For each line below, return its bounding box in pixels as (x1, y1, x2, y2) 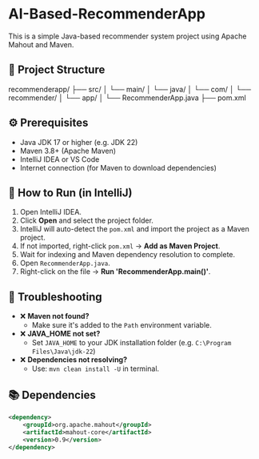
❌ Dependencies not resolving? (19, 355, 128, 364)
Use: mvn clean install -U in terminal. (31, 364, 160, 373)
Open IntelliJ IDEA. (19, 207, 82, 217)
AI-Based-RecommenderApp (8, 5, 206, 23)
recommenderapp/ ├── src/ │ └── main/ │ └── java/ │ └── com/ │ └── (8, 84, 252, 94)
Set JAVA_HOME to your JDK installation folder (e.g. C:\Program (31, 338, 232, 348)
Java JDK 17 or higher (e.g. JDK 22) (19, 137, 138, 147)
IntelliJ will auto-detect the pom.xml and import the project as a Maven (19, 224, 250, 234)
